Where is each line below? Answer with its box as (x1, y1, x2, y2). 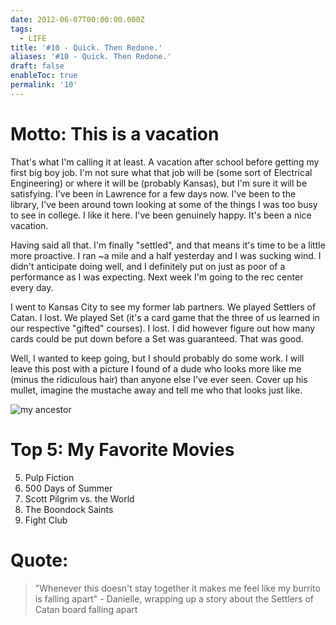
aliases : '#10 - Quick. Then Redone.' (10, 52, 172, 62)
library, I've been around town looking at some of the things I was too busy (10, 198, 318, 210)
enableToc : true (10, 71, 78, 81)
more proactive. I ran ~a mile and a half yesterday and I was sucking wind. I (10, 249, 322, 261)
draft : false (10, 61, 65, 71)
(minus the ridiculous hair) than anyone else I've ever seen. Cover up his (10, 373, 308, 385)
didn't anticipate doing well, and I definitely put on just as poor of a (10, 260, 286, 272)
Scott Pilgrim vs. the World (24, 492, 135, 505)
